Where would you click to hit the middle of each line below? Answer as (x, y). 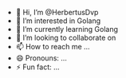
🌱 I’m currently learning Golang (67, 29)
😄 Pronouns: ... (41, 58)
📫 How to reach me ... (53, 47)
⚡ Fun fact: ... (37, 67)
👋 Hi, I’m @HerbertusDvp (57, 12)
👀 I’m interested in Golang (58, 21)
